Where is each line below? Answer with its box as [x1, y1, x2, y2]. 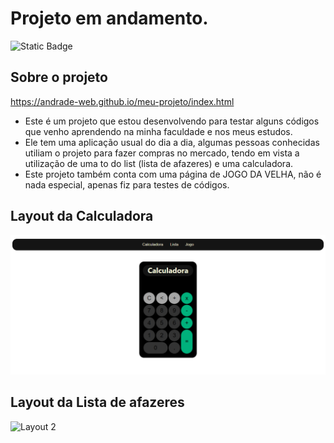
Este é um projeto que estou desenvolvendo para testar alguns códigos [24, 115, 320, 127]
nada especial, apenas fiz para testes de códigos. [24, 178, 230, 191]
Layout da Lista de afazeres [10, 394, 185, 411]
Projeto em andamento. [10, 7, 209, 30]
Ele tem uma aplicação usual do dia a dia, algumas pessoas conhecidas [24, 136, 320, 148]
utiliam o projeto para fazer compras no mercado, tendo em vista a [24, 147, 300, 159]
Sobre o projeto [10, 69, 108, 86]
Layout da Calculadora [10, 208, 154, 225]
